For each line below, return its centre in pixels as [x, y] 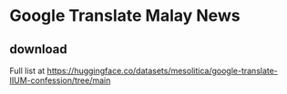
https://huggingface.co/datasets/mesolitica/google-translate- [162, 70]
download [38, 49]
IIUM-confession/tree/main [60, 80]
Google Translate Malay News [125, 16]
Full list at [27, 70]
